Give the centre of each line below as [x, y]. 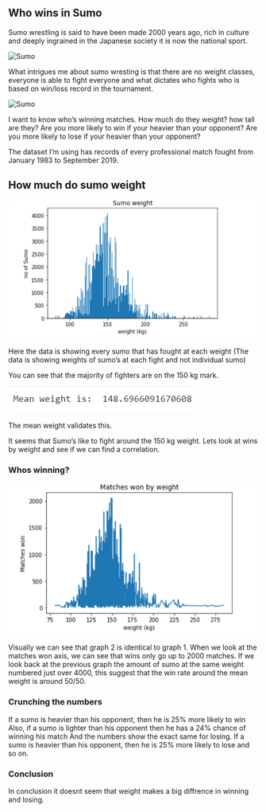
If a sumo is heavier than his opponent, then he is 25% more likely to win [127, 719]
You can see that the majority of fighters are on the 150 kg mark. [114, 375]
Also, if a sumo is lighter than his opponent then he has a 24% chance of [127, 728]
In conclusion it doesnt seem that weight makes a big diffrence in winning [129, 791]
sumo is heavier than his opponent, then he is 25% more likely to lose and [129, 744]
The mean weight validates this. [60, 426]
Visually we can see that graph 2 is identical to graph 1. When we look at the [133, 647]
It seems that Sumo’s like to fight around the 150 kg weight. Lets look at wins [133, 441]
